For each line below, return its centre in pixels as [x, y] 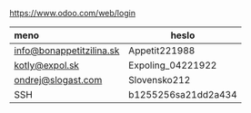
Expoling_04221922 [173, 65]
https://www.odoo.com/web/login [73, 13]
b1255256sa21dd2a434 [183, 94]
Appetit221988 [162, 51]
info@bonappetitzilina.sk [67, 51]
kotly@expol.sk [47, 65]
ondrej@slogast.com [58, 80]
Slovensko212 [160, 80]
